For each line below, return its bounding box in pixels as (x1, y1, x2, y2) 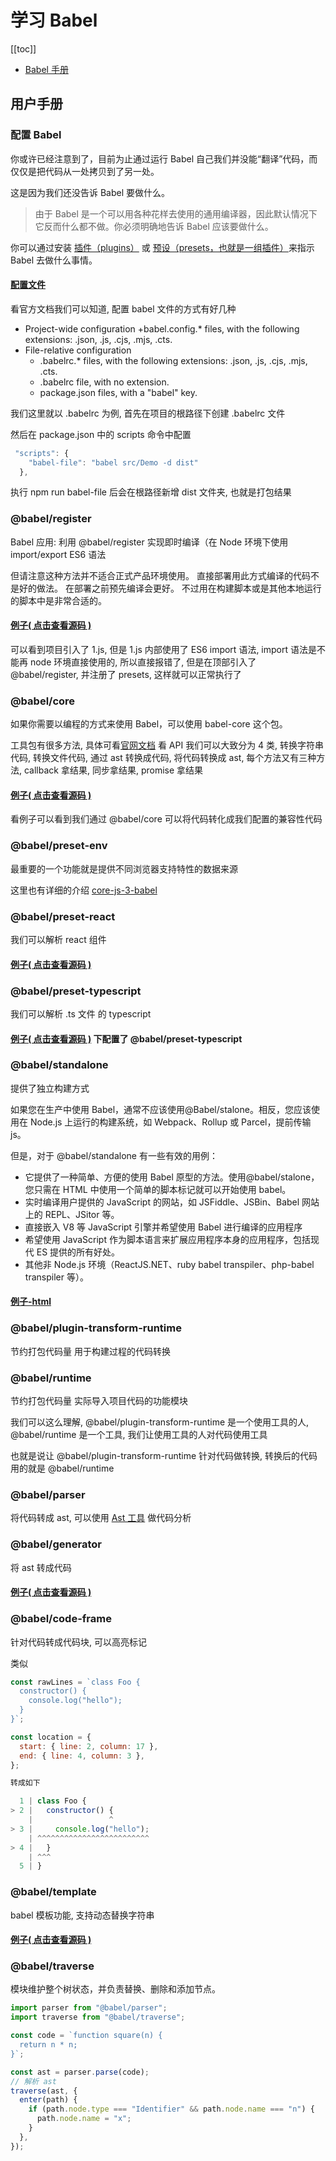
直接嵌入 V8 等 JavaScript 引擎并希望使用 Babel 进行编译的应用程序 (24, 1221, 303, 1233)
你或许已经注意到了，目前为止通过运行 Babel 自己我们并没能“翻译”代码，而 (10, 152, 318, 165)
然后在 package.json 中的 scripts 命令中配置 (10, 428, 192, 440)
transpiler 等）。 (24, 1271, 89, 1283)
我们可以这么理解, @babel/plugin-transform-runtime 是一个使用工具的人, (10, 1416, 310, 1428)
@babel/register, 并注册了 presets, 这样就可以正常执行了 (10, 668, 242, 680)
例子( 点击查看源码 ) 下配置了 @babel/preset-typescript (10, 1032, 243, 1045)
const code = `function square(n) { (10, 2031, 163, 2041)
